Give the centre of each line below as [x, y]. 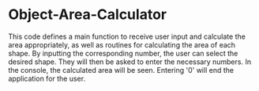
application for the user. [47, 78]
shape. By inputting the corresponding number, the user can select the [123, 53]
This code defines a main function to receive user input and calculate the [127, 36]
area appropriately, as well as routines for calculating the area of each [122, 44]
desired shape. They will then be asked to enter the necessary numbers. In [129, 62]
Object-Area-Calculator [88, 15]
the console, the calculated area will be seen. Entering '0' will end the [121, 70]
